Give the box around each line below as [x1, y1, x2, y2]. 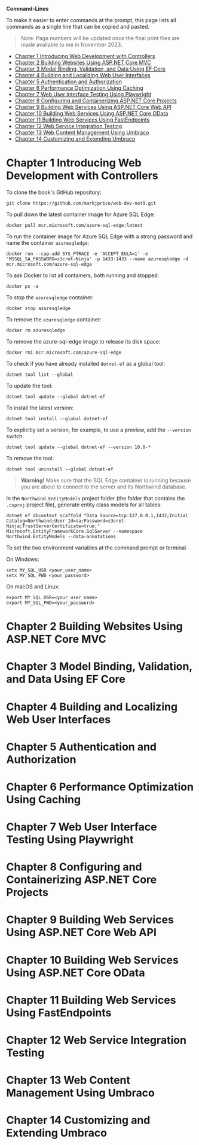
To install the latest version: [6, 404, 74, 411]
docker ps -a [6, 283, 39, 289]
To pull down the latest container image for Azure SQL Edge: [6, 211, 155, 218]
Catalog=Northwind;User [6, 518, 66, 524]
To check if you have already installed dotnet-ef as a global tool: [6, 360, 166, 367]
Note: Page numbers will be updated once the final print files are [20, 35, 180, 41]
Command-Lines [6, 5, 49, 12]
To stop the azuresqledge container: [6, 293, 94, 301]
